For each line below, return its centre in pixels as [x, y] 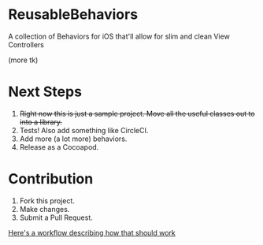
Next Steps [45, 92]
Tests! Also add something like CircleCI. [84, 130]
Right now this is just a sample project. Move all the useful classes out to [137, 113]
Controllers [26, 44]
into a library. [41, 122]
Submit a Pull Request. [56, 217]
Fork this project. [47, 200]
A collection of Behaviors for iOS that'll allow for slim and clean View [119, 36]
